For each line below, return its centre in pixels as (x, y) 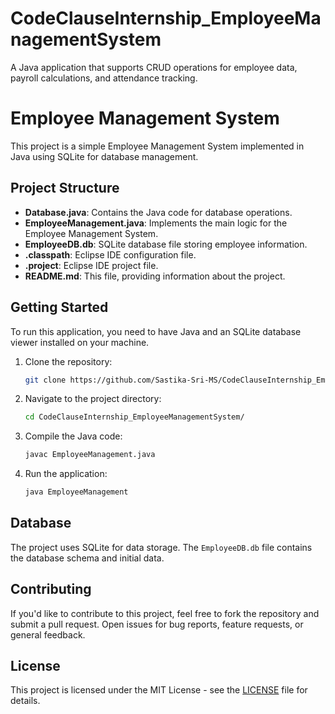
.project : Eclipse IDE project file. (91, 265)
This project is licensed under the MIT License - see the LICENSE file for (159, 690)
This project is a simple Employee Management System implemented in (157, 146)
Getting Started (59, 307)
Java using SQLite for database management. (104, 156)
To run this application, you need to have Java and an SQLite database (156, 331)
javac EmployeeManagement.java (90, 455)
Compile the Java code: (73, 436)
